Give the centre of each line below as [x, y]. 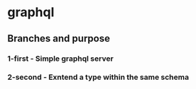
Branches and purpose [59, 38]
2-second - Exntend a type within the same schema [98, 77]
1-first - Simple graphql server [60, 59]
